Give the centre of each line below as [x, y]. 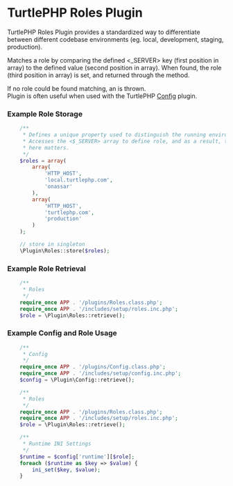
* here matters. [46, 147]
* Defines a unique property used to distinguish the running [114, 135]
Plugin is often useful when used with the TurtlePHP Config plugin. [102, 96]
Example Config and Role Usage [62, 333]
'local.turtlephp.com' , [78, 180]
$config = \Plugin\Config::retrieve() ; [77, 380]
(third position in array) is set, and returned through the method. [98, 75]
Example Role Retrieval [47, 268]
